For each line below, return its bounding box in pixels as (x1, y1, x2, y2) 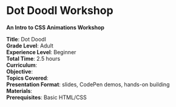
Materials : (6, 87, 32, 94)
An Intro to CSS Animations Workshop (6, 24, 105, 31)
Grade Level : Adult (6, 42, 53, 49)
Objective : (6, 67, 33, 75)
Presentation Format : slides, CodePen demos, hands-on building (6, 80, 170, 88)
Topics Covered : (6, 74, 49, 81)
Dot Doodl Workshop (6, 4, 113, 18)
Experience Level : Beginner (6, 48, 76, 55)
